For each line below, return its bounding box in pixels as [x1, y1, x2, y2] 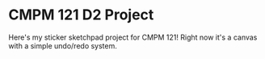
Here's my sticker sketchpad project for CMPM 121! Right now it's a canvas [8, 32, 258, 42]
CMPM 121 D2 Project [8, 6, 154, 24]
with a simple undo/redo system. [8, 40, 117, 50]
